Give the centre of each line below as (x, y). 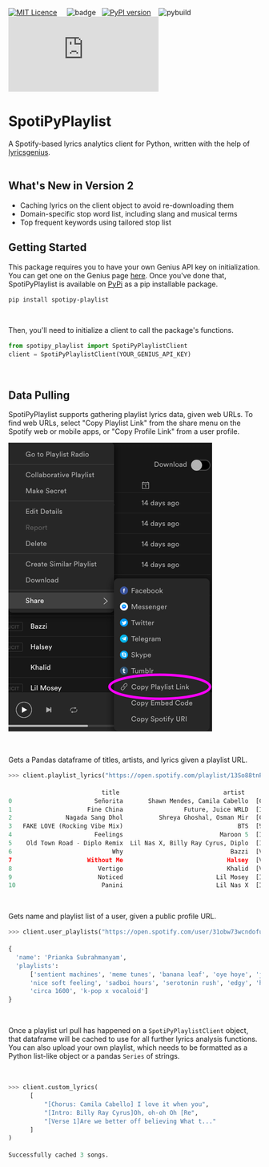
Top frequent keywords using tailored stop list (96, 222)
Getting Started (48, 247)
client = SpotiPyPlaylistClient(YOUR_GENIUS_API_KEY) (100, 355)
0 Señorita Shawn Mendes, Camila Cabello (128, 801)
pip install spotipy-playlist (59, 300)
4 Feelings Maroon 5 (128, 835)
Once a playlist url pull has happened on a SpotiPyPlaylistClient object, (128, 1031)
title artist (173, 792)
